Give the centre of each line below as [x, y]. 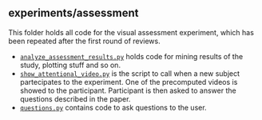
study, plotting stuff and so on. [70, 65]
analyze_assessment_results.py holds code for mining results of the [131, 56]
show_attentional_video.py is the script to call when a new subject [130, 73]
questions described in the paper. [75, 98]
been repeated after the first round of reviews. [85, 41]
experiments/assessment [73, 13]
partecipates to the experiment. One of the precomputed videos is [129, 82]
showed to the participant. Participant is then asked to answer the [128, 90]
